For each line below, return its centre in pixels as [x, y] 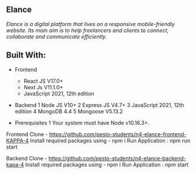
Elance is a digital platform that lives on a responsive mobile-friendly [91, 24]
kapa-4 [15, 165]
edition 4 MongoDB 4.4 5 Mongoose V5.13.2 [69, 111]
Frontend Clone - [27, 134]
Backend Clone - [27, 158]
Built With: [26, 55]
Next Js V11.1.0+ [43, 87]
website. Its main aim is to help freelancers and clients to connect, [88, 30]
